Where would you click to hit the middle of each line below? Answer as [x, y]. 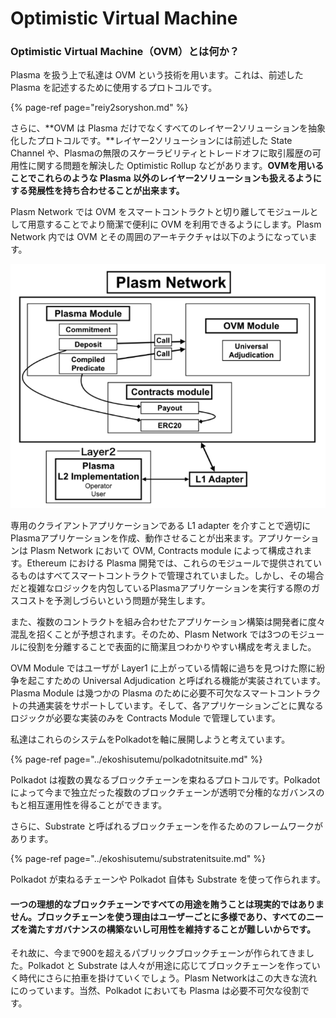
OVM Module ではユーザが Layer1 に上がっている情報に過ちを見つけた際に [163, 668]
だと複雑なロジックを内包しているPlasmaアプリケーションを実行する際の [161, 588]
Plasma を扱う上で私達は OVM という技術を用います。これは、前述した [157, 75]
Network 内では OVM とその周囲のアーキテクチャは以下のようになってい [159, 237]
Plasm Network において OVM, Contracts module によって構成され [166, 551]
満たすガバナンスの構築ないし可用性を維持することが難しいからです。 [171, 929]
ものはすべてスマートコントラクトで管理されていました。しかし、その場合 [171, 576]
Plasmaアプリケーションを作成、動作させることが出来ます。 [134, 538]
